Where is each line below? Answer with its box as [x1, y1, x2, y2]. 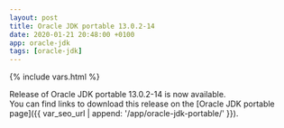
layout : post [9, 13, 59, 23]
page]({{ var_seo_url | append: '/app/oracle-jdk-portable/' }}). [9, 108, 239, 119]
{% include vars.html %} [9, 71, 101, 82]
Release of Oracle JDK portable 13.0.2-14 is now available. [9, 89, 226, 100]
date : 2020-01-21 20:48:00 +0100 [9, 30, 135, 39]
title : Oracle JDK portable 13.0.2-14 [9, 22, 155, 31]
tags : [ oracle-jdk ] [9, 47, 83, 56]
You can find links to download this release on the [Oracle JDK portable [9, 98, 275, 109]
